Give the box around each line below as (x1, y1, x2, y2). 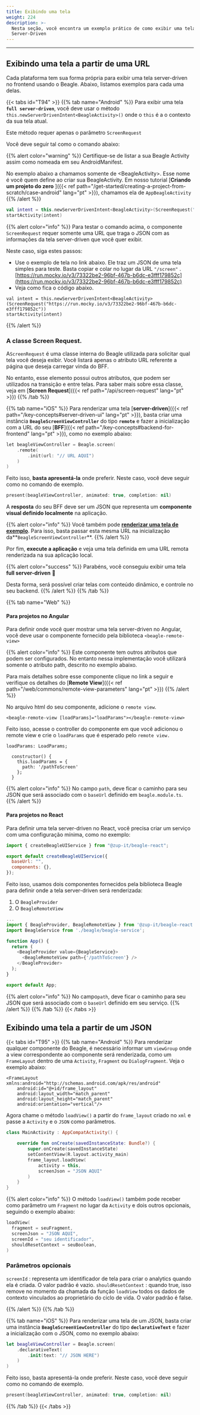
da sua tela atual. (6, 117, 48, 124)
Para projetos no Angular (6, 612, 70, 619)
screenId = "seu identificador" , (11, 1236, 95, 1242)
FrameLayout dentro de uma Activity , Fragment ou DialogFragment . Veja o (6, 1058, 185, 1065)
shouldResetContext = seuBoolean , (11, 1242, 97, 1248)
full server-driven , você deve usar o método (6, 105, 120, 112)
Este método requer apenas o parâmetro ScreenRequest (6, 129, 142, 136)
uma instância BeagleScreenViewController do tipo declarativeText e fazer (6, 1323, 190, 1330)
